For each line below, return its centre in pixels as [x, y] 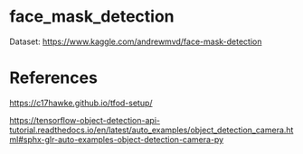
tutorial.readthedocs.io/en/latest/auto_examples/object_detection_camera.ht [151, 130]
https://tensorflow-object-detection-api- [85, 120]
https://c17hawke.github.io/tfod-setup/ [81, 103]
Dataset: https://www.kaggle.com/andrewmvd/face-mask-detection [136, 41]
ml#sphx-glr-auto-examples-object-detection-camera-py [117, 139]
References [53, 78]
